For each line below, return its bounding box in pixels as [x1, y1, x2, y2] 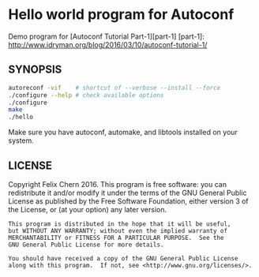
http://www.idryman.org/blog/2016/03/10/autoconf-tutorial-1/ [8, 39, 208, 49]
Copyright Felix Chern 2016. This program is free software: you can [8, 179, 227, 189]
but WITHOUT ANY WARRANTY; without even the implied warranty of [8, 226, 227, 234]
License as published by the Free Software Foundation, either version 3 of [8, 196, 249, 206]
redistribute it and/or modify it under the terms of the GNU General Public [8, 188, 247, 197]
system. [8, 136, 34, 145]
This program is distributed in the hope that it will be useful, [8, 219, 231, 228]
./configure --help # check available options [8, 91, 164, 99]
